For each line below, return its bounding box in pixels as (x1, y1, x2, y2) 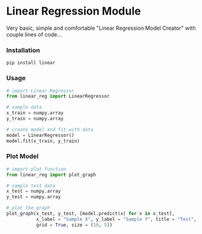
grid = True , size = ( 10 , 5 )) (36, 222, 113, 228)
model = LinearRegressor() (6, 132, 75, 138)
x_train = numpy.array (6, 110, 64, 116)
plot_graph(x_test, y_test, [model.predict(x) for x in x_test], (6, 211, 175, 217)
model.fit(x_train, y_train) (6, 138, 80, 144)
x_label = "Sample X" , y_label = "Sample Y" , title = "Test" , (36, 216, 197, 222)
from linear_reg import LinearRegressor (6, 93, 110, 100)
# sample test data (6, 182, 56, 189)
